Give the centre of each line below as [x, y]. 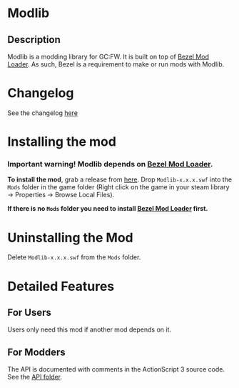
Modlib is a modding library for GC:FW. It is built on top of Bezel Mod [108, 56]
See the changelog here [43, 113]
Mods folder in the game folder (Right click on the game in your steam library [118, 187]
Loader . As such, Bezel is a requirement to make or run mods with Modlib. [116, 64]
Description [34, 40]
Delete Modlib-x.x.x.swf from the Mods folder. [74, 257]
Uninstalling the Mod [70, 238]
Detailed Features [61, 286]
